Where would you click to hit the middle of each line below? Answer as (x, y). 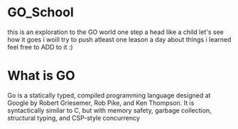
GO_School (40, 12)
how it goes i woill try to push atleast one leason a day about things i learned (119, 39)
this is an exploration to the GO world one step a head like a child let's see (115, 32)
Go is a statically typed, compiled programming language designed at (109, 95)
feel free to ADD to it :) (40, 47)
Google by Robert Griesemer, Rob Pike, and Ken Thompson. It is (101, 103)
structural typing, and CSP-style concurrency (74, 118)
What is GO (42, 76)
